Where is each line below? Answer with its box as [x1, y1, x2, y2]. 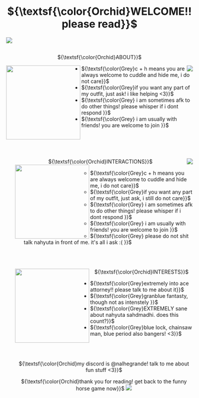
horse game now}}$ [76, 384, 125, 392]
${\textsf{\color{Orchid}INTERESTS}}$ [94, 268, 189, 275]
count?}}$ [89, 317, 115, 325]
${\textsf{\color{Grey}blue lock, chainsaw [89, 324, 192, 331]
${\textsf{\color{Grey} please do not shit [89, 232, 189, 239]
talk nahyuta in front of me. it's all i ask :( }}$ [23, 239, 132, 246]
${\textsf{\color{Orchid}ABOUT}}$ [57, 54, 142, 61]
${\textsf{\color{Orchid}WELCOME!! [7, 5, 192, 18]
